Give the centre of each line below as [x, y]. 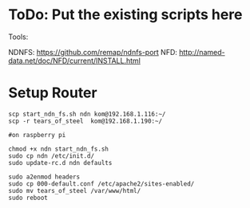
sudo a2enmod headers [44, 177]
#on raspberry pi [37, 135]
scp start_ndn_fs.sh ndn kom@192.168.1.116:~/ [87, 114]
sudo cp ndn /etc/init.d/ [51, 156]
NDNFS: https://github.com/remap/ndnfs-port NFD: [93, 52]
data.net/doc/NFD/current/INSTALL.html [75, 61]
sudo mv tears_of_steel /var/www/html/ [75, 190]
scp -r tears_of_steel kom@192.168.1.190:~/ [85, 121]
